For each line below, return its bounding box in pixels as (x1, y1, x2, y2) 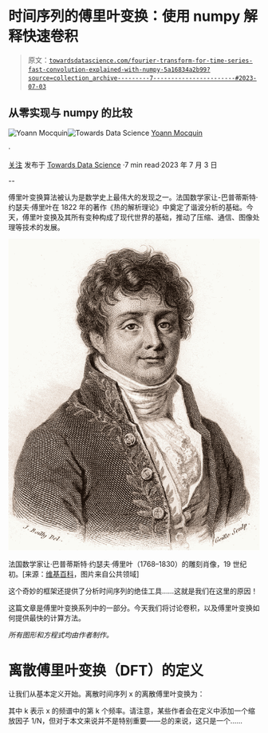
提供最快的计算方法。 (14, 613, 85, 623)
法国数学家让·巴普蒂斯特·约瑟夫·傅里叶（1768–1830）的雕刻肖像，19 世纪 (8, 560, 247, 569)
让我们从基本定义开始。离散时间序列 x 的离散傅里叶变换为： (8, 689, 205, 699)
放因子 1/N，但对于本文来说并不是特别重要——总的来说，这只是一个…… (8, 716, 243, 726)
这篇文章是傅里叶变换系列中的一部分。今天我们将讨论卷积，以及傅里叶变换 (8, 604, 253, 613)
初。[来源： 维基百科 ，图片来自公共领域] (8, 569, 140, 579)
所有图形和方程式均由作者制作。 (8, 630, 113, 640)
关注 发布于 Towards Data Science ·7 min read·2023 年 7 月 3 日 (8, 160, 218, 169)
